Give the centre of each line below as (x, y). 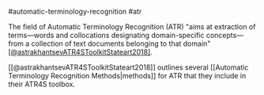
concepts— (224, 35)
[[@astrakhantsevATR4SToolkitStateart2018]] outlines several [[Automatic (128, 67)
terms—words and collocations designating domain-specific (106, 35)
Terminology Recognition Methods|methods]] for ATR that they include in (127, 76)
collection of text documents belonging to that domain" (121, 44)
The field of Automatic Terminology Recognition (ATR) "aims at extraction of (132, 27)
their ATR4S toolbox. (42, 84)
